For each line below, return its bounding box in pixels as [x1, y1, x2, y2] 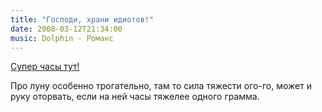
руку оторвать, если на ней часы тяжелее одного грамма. [10, 91, 260, 103]
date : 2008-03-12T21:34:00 [10, 24, 123, 34]
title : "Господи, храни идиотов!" [10, 14, 155, 25]
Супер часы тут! [10, 61, 80, 73]
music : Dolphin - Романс [10, 33, 114, 43]
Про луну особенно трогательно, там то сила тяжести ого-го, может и [10, 80, 312, 92]
